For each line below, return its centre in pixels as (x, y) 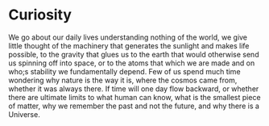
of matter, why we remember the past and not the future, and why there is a (134, 106)
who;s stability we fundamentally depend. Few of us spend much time (124, 71)
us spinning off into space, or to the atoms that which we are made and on (132, 63)
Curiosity (40, 15)
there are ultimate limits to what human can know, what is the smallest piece (134, 97)
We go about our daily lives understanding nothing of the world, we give (128, 37)
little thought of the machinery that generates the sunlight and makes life (129, 45)
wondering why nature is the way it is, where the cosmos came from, (123, 80)
